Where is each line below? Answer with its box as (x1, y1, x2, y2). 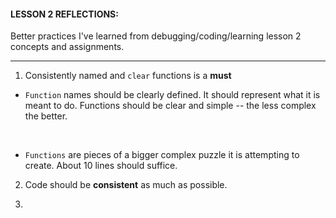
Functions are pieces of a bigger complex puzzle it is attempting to (24, 149, 300, 161)
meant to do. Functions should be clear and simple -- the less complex (24, 100, 317, 112)
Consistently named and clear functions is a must (24, 70, 232, 82)
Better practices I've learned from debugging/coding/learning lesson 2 (10, 30, 302, 42)
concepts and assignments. (10, 41, 125, 53)
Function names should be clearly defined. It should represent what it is (24, 89, 321, 101)
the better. (24, 110, 68, 122)
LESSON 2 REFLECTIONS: (10, 8, 119, 20)
